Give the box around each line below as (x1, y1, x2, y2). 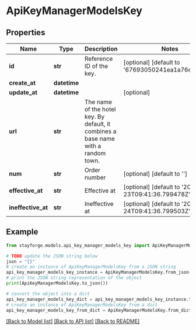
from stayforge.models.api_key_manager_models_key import (6, 242, 150, 249)
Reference (84, 55, 113, 63)
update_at (9, 89, 38, 96)
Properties (6, 28, 45, 38)
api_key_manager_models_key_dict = (6, 296, 93, 302)
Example (6, 227, 38, 237)
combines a (84, 127, 117, 135)
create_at (9, 79, 36, 87)
